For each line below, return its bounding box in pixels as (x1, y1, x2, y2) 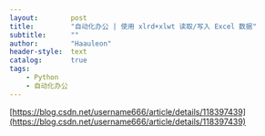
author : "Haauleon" (9, 38, 112, 48)
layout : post (9, 13, 88, 23)
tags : (9, 65, 30, 74)
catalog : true (9, 56, 88, 65)
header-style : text (9, 47, 88, 57)
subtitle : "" (9, 30, 79, 39)
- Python (25, 73, 59, 82)
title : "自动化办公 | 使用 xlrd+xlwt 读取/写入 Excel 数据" (9, 22, 257, 31)
